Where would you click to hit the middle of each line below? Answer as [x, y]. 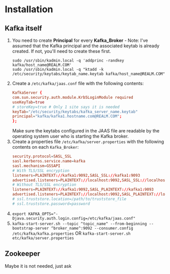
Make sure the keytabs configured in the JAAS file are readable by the [86, 131]
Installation [29, 9]
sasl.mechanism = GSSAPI [36, 166]
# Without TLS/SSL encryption [44, 185]
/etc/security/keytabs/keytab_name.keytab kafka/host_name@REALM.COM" [89, 74]
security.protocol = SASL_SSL [42, 156]
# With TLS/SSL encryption [41, 171]
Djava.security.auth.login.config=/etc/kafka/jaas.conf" [74, 218]
